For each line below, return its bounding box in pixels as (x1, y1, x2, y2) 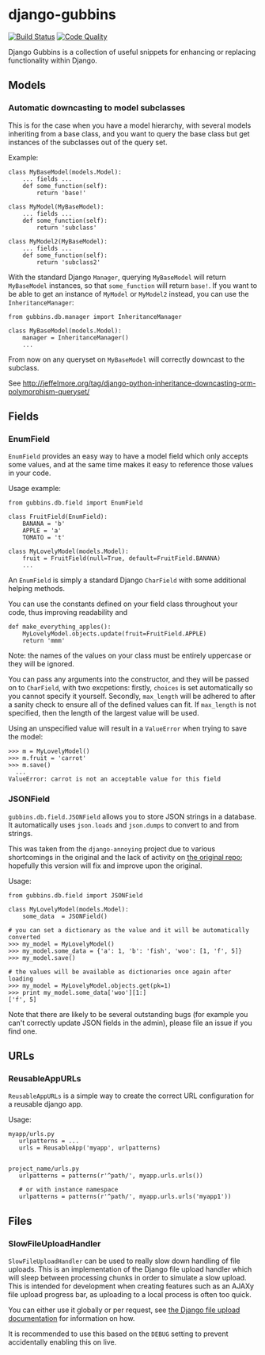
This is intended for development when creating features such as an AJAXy (8, 1281, 255, 1291)
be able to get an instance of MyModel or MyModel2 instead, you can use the (8, 289, 249, 298)
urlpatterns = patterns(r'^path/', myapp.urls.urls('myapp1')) (18, 1192, 232, 1201)
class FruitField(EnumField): (8, 513, 108, 521)
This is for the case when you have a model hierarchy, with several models (8, 121, 252, 130)
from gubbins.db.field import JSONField (8, 891, 144, 900)
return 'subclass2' (36, 258, 101, 267)
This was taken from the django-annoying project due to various (8, 843, 216, 854)
